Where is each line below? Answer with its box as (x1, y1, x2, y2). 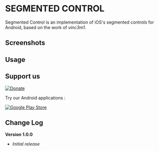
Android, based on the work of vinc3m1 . (5, 24, 86, 30)
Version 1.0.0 (5, 131, 33, 138)
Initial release (12, 141, 40, 147)
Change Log (5, 119, 43, 127)
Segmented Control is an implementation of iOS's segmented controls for (5, 19, 155, 25)
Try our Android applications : (5, 94, 66, 101)
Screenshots (5, 39, 45, 47)
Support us (5, 72, 40, 81)
